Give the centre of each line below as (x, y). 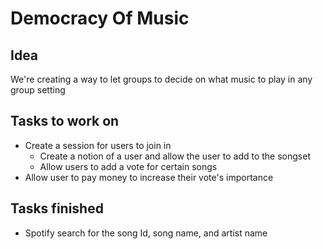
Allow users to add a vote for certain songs (128, 166)
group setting (38, 90)
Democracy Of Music (100, 18)
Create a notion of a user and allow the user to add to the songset (175, 156)
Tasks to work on (65, 121)
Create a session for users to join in (98, 145)
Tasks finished (57, 208)
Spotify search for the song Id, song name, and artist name (146, 233)
